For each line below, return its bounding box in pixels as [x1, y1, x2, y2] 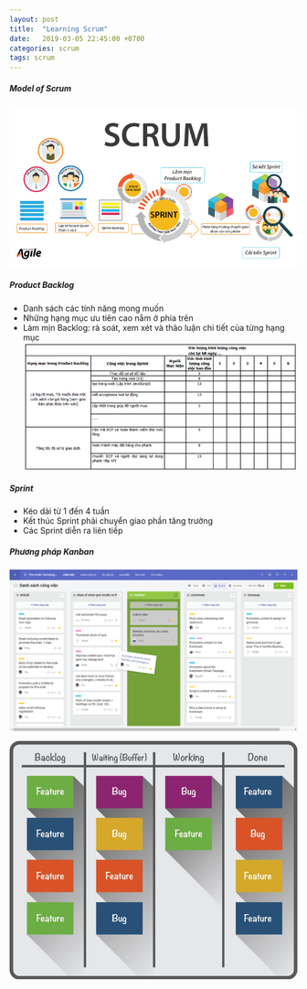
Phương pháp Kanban [9, 546, 94, 557]
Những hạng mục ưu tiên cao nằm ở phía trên [22, 312, 194, 324]
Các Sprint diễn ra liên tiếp [22, 525, 123, 536]
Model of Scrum [9, 82, 72, 93]
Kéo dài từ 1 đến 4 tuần [22, 505, 110, 516]
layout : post [9, 15, 59, 24]
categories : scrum [9, 44, 79, 53]
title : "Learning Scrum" [9, 24, 108, 34]
